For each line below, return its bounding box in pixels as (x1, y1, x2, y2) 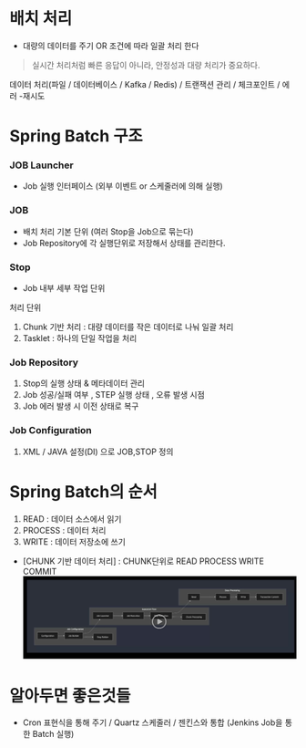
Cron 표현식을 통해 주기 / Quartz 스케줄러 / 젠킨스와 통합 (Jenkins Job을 (22, 717, 283, 728)
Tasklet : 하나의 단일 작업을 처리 (22, 333, 138, 344)
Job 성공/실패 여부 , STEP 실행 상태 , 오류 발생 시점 (22, 390, 205, 400)
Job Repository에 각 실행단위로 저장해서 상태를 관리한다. (22, 237, 226, 248)
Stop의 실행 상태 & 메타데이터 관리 (22, 378, 146, 389)
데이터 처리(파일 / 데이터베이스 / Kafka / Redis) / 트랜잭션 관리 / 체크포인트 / (9, 78, 280, 89)
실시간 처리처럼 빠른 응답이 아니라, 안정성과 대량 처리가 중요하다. (31, 59, 261, 70)
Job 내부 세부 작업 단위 (22, 283, 106, 294)
